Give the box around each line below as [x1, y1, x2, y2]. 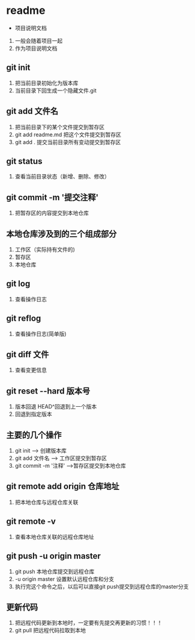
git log [6, 278, 31, 289]
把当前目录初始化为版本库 [14, 79, 79, 86]
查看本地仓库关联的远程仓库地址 [14, 533, 94, 540]
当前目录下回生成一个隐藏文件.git [14, 87, 97, 94]
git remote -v [6, 516, 56, 527]
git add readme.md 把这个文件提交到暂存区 [14, 131, 122, 138]
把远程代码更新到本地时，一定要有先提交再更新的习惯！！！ [14, 619, 163, 627]
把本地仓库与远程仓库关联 [14, 498, 79, 506]
